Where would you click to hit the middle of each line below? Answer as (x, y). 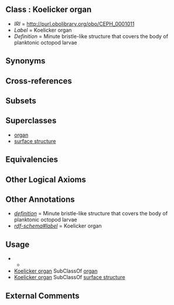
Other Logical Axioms (46, 179)
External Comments (42, 296)
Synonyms (25, 61)
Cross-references (39, 81)
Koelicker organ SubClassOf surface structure (69, 277)
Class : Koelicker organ (49, 10)
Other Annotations (40, 199)
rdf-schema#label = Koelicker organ (58, 226)
